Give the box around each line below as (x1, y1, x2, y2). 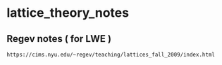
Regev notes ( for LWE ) (6, 33, 112, 45)
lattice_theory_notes (6, 5, 130, 21)
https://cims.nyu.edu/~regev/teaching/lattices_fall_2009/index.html (6, 51, 216, 58)
